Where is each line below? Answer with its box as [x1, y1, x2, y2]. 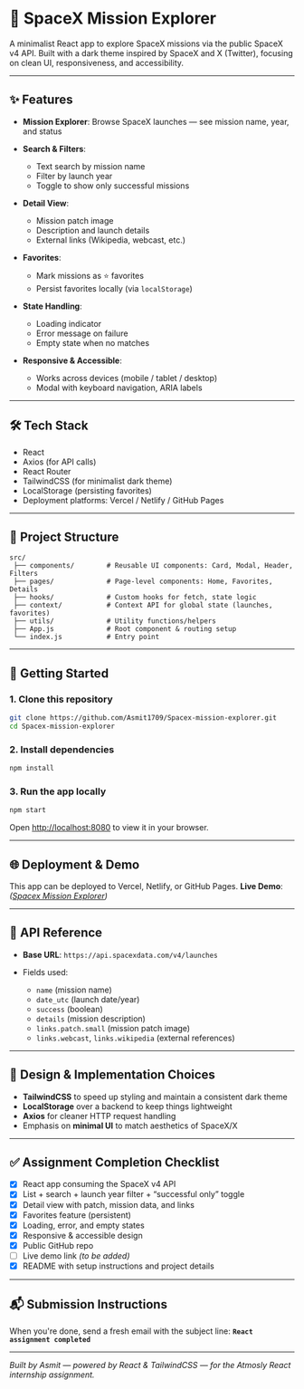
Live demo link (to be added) [22, 1250, 130, 1261]
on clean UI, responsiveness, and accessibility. [9, 57, 184, 68]
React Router [22, 465, 71, 476]
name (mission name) [35, 984, 113, 995]
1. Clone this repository [9, 693, 113, 705]
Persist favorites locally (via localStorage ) [35, 283, 193, 293]
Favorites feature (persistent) [22, 1209, 131, 1221]
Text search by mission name [35, 160, 146, 171]
